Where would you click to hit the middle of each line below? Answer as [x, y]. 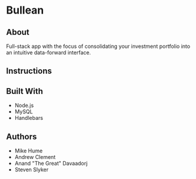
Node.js [24, 105]
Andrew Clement [35, 157]
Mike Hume [29, 151]
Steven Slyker [32, 170]
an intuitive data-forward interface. [49, 53]
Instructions [29, 71]
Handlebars [29, 118]
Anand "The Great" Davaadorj [51, 164]
